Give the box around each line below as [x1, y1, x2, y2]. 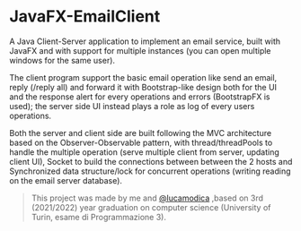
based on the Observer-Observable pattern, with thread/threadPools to [9, 137, 273, 148]
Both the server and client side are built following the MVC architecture [9, 127, 272, 138]
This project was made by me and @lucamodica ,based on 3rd [31, 192, 263, 203]
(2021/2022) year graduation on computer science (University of [31, 201, 271, 212]
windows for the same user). [9, 55, 115, 65]
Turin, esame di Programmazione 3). [31, 211, 166, 222]
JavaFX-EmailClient [9, 6, 161, 27]
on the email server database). [9, 175, 123, 185]
